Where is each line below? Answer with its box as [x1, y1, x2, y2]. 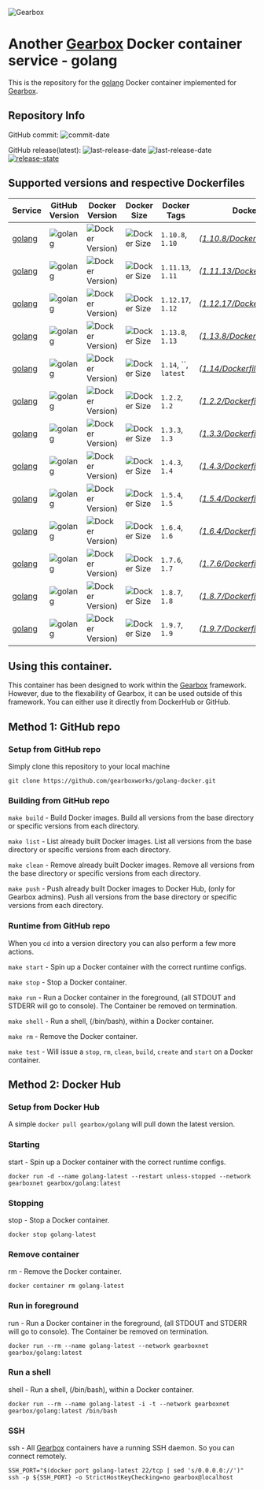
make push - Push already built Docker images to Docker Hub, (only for [8, 884, 236, 894]
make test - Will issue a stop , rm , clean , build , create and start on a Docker [8, 1047, 254, 1056]
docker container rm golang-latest [8, 1282, 125, 1290]
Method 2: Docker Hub [8, 1078, 122, 1092]
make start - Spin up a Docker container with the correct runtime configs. [8, 962, 247, 971]
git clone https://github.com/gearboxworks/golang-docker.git [8, 777, 216, 785]
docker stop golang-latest [8, 1230, 97, 1238]
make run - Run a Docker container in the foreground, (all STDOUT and [8, 992, 236, 1002]
